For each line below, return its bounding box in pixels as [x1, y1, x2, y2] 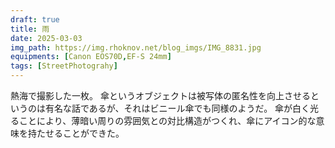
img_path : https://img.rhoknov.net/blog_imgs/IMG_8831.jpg [10, 42, 262, 53]
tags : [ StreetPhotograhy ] [10, 61, 118, 71]
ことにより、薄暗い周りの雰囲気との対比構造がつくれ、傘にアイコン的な [18, 115, 317, 126]
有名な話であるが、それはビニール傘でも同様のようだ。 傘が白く [44, 102, 311, 114]
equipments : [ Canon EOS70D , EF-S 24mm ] [10, 52, 172, 62]
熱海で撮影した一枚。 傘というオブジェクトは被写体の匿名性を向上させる [10, 90, 311, 101]
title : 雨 [10, 24, 50, 34]
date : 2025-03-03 [10, 33, 83, 43]
